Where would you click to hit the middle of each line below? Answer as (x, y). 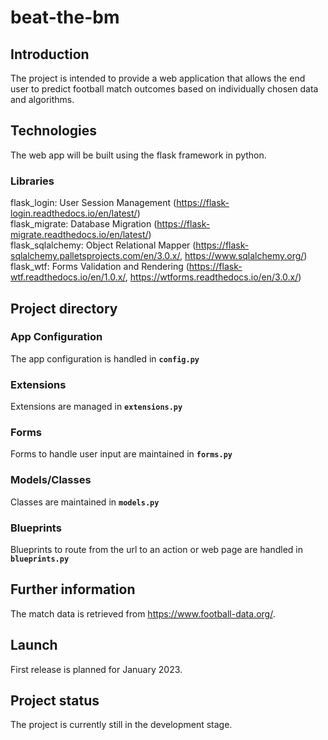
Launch (34, 645)
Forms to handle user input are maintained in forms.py (121, 454)
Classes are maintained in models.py (85, 502)
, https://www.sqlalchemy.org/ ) (243, 256)
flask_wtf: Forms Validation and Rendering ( (100, 267)
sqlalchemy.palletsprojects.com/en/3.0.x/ (95, 256)
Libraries (32, 181)
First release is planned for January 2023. (96, 669)
